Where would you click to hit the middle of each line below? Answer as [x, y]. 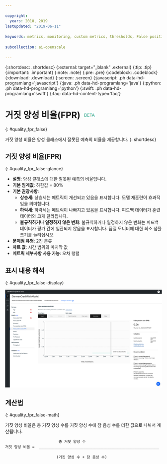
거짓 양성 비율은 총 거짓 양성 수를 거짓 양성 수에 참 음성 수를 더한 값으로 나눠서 [81, 425]
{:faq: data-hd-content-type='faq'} [85, 93]
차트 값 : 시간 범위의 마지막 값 [40, 247]
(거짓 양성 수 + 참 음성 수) [82, 457]
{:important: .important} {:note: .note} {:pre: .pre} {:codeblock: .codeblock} [82, 72]
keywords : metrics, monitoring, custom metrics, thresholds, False [77, 37]
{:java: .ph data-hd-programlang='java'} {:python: [110, 83]
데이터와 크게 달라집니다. [44, 216]
